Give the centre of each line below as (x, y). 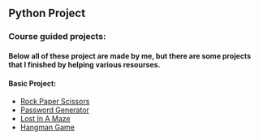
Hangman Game (47, 127)
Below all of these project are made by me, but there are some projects (130, 55)
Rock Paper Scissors (55, 102)
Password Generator (54, 110)
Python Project (47, 13)
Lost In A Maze (45, 119)
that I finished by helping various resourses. (84, 64)
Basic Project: (32, 83)
